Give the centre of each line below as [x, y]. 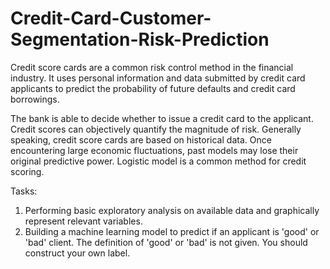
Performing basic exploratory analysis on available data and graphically [172, 210]
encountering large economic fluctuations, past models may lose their [154, 150]
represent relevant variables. [83, 221]
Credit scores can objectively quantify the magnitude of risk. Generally [156, 129]
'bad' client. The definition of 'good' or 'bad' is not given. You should [166, 242]
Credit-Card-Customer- [111, 18]
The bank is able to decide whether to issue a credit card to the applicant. [162, 118]
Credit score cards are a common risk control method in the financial [152, 67]
